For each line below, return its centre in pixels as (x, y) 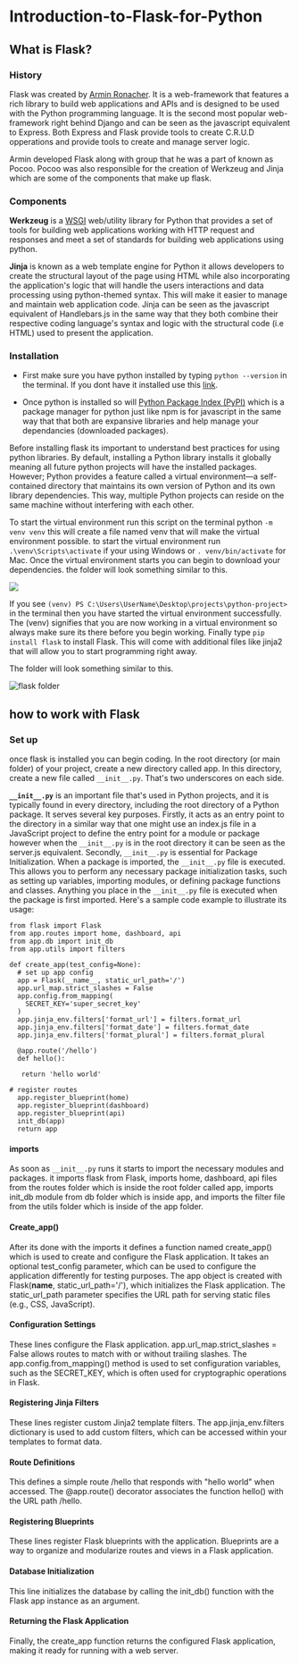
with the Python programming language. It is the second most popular (138, 113)
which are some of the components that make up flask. (111, 178)
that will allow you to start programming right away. (104, 652)
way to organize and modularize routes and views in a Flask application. (141, 1551)
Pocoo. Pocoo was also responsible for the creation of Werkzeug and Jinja (146, 168)
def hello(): (42, 1059)
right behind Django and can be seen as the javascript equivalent (171, 122)
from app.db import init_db (62, 942)
